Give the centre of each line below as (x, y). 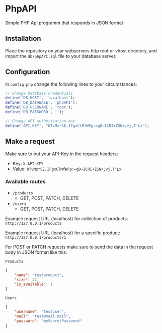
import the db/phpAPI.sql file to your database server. (61, 56)
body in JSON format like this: (36, 252)
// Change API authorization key (40, 121)
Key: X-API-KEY (28, 163)
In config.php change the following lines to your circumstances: (71, 84)
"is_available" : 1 (33, 284)
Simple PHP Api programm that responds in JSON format (64, 23)
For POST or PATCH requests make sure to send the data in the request (79, 247)
